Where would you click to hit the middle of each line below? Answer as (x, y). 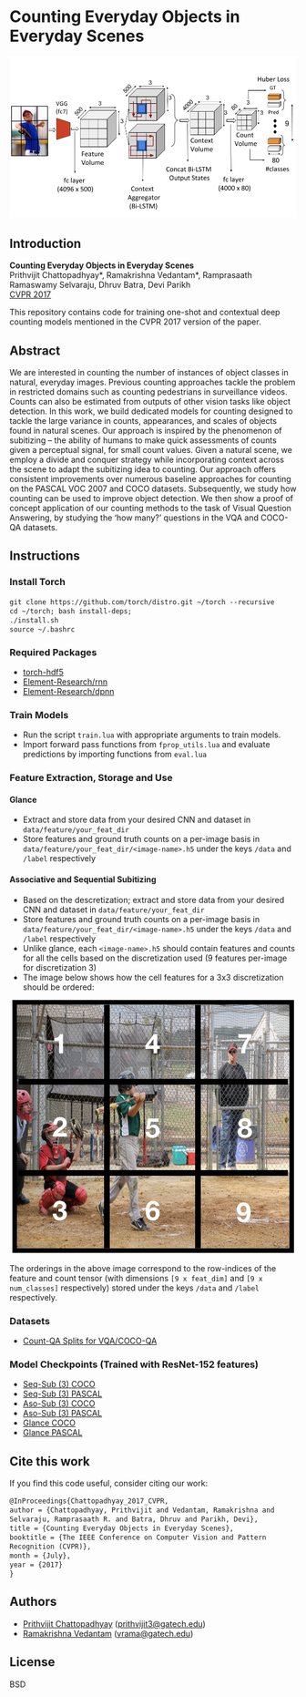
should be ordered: (58, 987)
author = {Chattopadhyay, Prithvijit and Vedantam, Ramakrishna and (142, 1510)
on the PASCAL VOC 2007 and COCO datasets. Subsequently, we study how (153, 489)
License (32, 1662)
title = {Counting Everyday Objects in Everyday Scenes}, (122, 1528)
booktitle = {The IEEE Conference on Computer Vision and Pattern (138, 1538)
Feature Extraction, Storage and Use (91, 778)
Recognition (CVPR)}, (51, 1547)
